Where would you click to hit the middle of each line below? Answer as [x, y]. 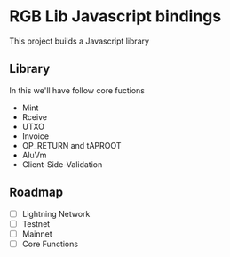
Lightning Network [56, 213]
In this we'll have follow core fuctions [77, 90]
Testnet [36, 223]
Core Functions [50, 244]
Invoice [36, 136]
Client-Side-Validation [62, 164]
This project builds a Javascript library [79, 41]
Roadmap [36, 193]
